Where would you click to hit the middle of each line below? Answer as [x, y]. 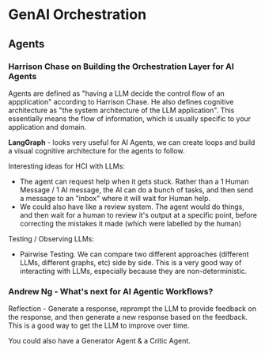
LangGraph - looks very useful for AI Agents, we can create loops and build [132, 142]
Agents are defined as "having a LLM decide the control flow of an [117, 93]
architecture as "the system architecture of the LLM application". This [121, 110]
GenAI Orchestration [78, 15]
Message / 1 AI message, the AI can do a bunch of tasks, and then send [136, 190]
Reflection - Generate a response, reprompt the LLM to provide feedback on [132, 309]
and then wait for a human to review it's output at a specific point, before [138, 214]
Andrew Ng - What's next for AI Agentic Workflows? [111, 291]
